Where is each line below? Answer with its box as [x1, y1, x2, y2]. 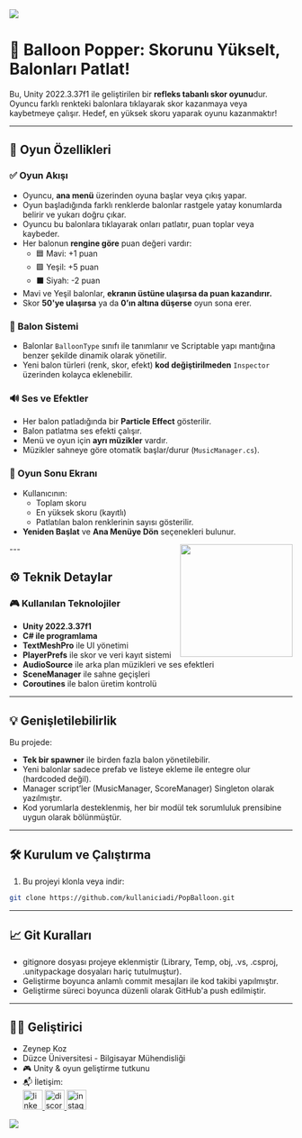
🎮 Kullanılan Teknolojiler [9, 596, 121, 609]
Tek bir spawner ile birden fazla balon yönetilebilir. [22, 754, 211, 765]
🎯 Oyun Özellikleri [9, 142, 111, 158]
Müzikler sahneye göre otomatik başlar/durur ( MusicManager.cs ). [22, 445, 261, 456]
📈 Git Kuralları [9, 928, 93, 943]
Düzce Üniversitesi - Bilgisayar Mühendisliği [22, 1053, 186, 1064]
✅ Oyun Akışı [9, 169, 69, 182]
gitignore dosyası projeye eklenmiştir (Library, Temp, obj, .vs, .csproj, [22, 956, 279, 967]
